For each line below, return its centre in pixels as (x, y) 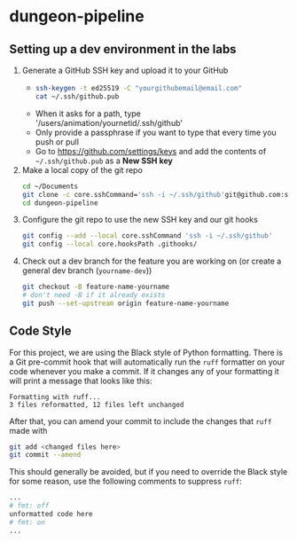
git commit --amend (45, 455)
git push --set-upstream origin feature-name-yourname (125, 303)
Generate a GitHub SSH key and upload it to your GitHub (125, 70)
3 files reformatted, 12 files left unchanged (97, 405)
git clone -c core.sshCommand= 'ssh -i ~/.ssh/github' (123, 194)
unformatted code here (51, 515)
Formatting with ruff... (55, 397)
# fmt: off (29, 506)
